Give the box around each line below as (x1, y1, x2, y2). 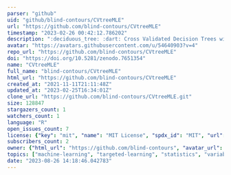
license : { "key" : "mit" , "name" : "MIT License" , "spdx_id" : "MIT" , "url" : (7, 132, 226, 138)
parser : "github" (7, 10, 57, 17)
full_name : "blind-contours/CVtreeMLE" (7, 68, 122, 74)
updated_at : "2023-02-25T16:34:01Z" (7, 87, 112, 94)
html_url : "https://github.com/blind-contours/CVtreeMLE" (7, 74, 177, 81)
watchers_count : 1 (7, 112, 60, 119)
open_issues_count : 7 (7, 125, 69, 132)
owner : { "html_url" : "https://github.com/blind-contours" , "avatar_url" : (7, 145, 223, 152)
